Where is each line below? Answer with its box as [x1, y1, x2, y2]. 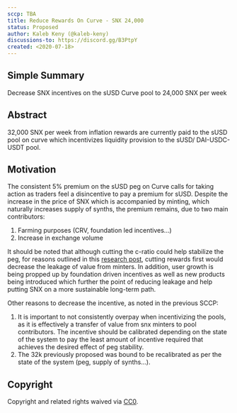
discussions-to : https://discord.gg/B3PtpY [7, 37, 138, 44]
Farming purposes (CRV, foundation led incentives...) [17, 226, 172, 235]
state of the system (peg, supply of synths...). [17, 358, 151, 366]
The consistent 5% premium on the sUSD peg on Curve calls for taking [7, 182, 214, 191]
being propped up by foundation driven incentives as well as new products [7, 270, 225, 279]
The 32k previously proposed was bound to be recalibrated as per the [17, 351, 222, 359]
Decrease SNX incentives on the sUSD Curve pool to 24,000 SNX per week [7, 88, 227, 97]
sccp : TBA [7, 10, 37, 18]
